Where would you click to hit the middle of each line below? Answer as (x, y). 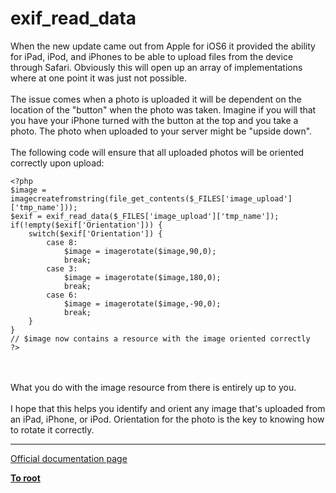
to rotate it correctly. (52, 429)
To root (25, 478)
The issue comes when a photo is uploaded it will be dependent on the (156, 99)
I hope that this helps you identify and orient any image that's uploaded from (168, 408)
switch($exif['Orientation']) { (95, 233)
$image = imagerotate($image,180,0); (142, 277)
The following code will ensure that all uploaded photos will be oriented (157, 152)
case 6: (62, 295)
